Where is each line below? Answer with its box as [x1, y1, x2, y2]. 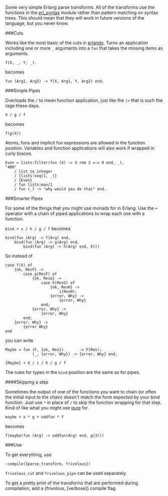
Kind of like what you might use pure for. [5, 405, 89, 410]
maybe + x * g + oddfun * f [5, 415, 64, 420]
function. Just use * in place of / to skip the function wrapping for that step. [5, 399, 162, 405]
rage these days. [5, 103, 40, 109]
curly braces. [5, 150, 33, 156]
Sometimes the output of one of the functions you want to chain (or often [5, 389, 156, 394]
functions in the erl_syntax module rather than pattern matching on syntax [5, 10, 158, 16]
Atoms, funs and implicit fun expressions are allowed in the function [5, 140, 145, 145]
